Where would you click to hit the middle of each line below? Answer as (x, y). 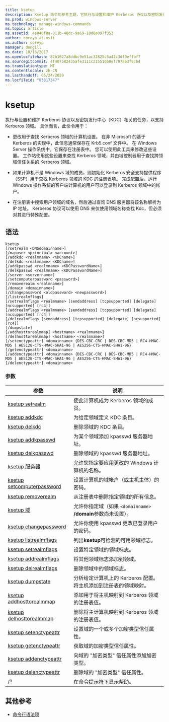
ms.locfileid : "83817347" (32, 80)
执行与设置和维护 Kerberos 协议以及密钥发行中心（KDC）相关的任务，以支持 (84, 119)
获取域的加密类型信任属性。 (106, 646)
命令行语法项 (26, 714)
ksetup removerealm (32, 496)
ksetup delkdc (24, 426)
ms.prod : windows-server (31, 19)
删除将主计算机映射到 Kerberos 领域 (116, 612)
